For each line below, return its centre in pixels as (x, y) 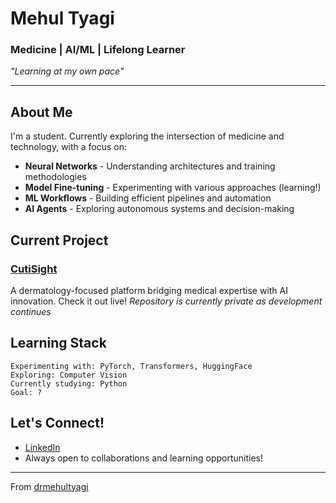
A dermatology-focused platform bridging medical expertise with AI (149, 290)
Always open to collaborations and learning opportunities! (143, 458)
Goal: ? (26, 392)
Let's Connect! (57, 423)
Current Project (59, 240)
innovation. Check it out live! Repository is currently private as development (166, 301)
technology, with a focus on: (69, 147)
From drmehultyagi (49, 486)
